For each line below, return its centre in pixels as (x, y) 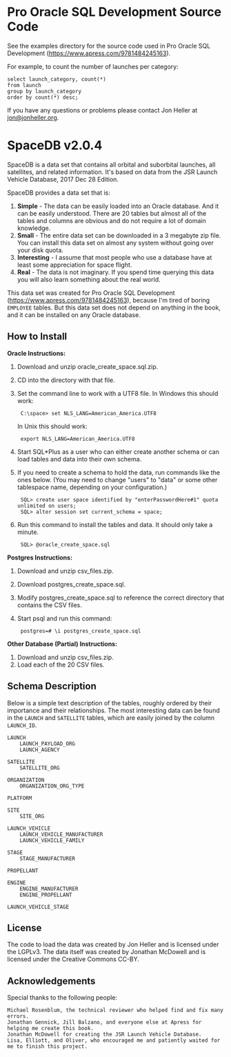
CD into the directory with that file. (66, 380)
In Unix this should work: (52, 426)
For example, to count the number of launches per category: (93, 66)
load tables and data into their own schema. (79, 459)
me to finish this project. (48, 1047)
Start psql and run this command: (64, 618)
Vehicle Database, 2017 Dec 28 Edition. (63, 179)
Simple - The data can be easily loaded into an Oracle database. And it (118, 206)
